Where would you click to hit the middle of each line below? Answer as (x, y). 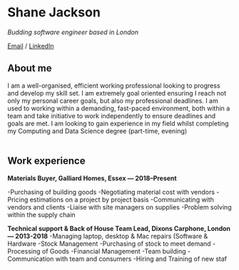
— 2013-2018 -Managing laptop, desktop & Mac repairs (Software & (108, 236)
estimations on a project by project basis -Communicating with (122, 199)
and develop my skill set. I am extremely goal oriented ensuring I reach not (117, 93)
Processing (24, 251)
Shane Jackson (54, 12)
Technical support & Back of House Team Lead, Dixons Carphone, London (119, 228)
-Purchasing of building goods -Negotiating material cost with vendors (111, 192)
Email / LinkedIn (31, 46)
